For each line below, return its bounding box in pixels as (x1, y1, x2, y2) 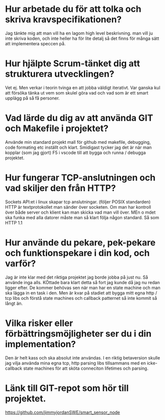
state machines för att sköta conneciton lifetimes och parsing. (23, 365, 149, 371)
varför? (5, 258, 36, 269)
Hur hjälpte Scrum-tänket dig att (5, 58, 140, 69)
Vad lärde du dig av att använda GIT (5, 112, 154, 124)
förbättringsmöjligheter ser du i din (5, 328, 152, 339)
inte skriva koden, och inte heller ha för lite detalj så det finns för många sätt (5, 35, 160, 41)
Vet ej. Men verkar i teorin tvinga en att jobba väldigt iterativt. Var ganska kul (5, 85, 161, 91)
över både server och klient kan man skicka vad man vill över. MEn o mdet (5, 209, 156, 215)
